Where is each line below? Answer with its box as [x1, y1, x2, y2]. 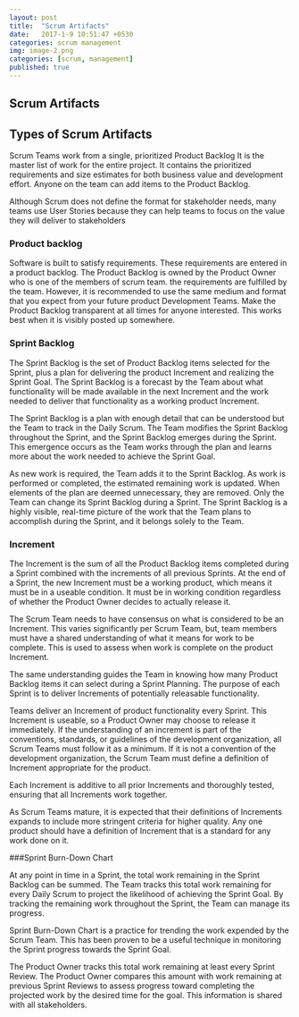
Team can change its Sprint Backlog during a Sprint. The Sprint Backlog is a [9, 496, 288, 507]
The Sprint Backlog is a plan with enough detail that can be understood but [9, 412, 285, 423]
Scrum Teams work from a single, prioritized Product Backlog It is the [9, 150, 265, 161]
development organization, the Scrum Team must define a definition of [9, 752, 270, 763]
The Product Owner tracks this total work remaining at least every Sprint [9, 961, 275, 971]
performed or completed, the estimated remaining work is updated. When [9, 478, 280, 488]
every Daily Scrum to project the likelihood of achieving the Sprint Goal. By [9, 888, 284, 899]
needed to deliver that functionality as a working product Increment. [9, 395, 260, 406]
